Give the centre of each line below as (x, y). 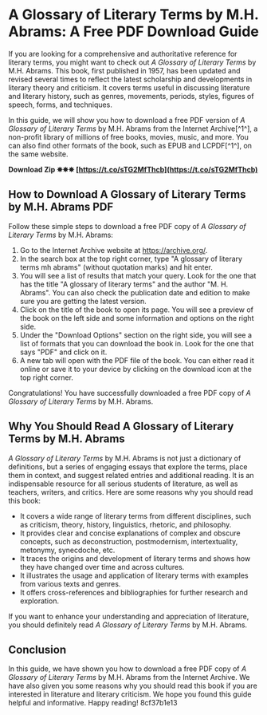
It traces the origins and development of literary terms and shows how (135, 558)
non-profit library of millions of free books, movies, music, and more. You (129, 136)
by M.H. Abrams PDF (61, 207)
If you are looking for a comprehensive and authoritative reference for (123, 53)
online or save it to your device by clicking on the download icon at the (136, 369)
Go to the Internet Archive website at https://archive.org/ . (114, 250)
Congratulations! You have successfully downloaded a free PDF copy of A (130, 393)
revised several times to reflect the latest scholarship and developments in (130, 79)
